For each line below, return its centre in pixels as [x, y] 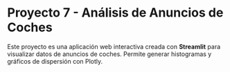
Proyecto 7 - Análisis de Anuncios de [115, 13]
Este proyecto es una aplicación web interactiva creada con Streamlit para [114, 46]
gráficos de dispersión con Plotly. [55, 61]
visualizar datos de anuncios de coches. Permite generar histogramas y [109, 54]
